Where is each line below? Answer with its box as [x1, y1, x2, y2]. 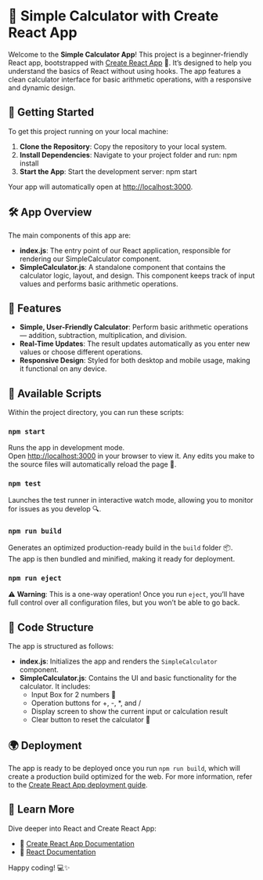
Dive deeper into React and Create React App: [8, 824, 157, 833]
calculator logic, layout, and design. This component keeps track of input [19, 271, 255, 280]
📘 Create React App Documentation [19, 838, 135, 848]
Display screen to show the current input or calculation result [31, 707, 229, 716]
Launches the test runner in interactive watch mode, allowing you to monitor [8, 495, 254, 504]
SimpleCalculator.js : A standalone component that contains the [19, 262, 225, 271]
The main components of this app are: [8, 231, 131, 240]
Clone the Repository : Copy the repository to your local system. [19, 141, 227, 151]
